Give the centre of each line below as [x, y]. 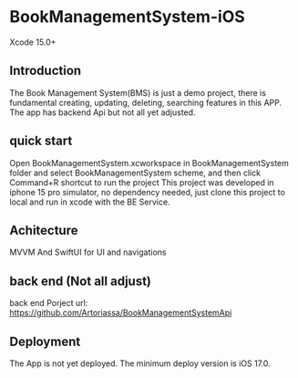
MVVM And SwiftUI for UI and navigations [88, 252]
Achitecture [44, 230]
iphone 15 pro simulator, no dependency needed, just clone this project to [147, 192]
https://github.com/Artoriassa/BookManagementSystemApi [121, 313]
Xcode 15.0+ [33, 42]
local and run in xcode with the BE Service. [90, 202]
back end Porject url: [49, 303]
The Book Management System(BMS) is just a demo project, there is [138, 92]
